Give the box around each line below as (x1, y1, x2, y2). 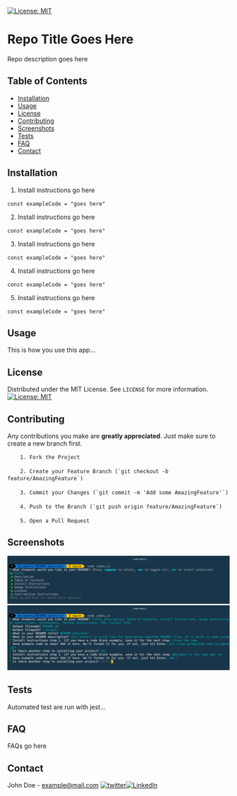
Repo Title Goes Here (7, 32, 134, 47)
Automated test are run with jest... (7, 703, 106, 711)
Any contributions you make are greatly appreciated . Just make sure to (7, 432, 217, 440)
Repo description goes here (7, 54, 88, 63)
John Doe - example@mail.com (7, 781, 99, 790)
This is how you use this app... (7, 346, 96, 355)
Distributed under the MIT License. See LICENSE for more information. (7, 385, 208, 393)
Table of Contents (7, 75, 88, 88)
